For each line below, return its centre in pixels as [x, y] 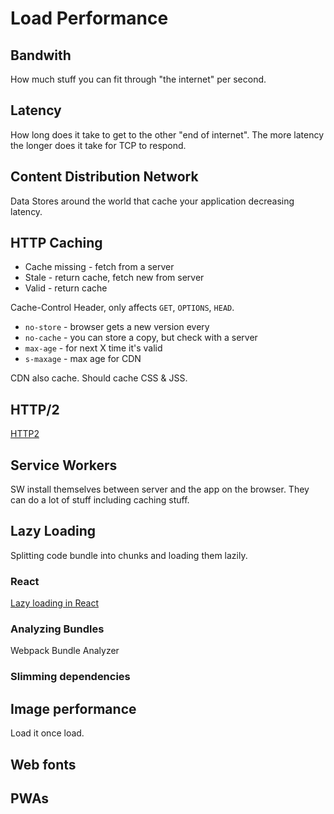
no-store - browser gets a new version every [117, 327]
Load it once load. [47, 733]
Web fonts [43, 764]
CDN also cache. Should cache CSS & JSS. [99, 378]
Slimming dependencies [70, 677]
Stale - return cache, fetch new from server [114, 278]
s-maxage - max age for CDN [83, 359]
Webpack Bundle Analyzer [65, 651]
